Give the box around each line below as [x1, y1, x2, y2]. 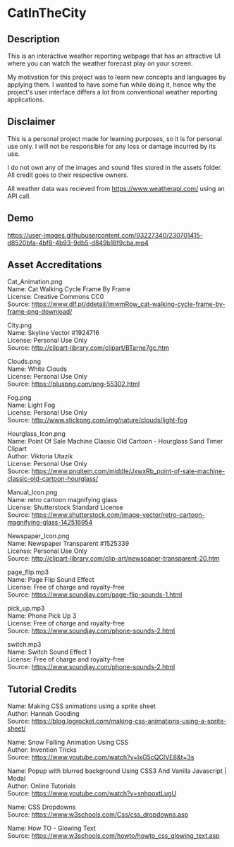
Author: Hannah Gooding [7, 709, 80, 718]
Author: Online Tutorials [7, 781, 76, 791]
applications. [7, 95, 44, 104]
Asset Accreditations [7, 259, 102, 271]
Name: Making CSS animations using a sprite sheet [7, 702, 156, 710]
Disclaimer [7, 116, 56, 128]
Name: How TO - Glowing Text [7, 824, 97, 833]
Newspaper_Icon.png [7, 532, 70, 540]
